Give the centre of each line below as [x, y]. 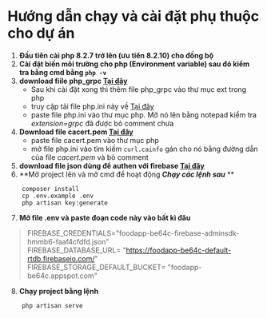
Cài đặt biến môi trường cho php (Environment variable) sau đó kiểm [134, 64]
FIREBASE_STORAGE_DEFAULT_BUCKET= [96, 267]
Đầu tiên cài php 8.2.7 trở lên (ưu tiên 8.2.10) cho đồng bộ [116, 55]
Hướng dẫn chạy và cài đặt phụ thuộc [133, 16]
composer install [51, 189]
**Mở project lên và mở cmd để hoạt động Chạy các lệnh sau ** [127, 174]
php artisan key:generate [65, 203]
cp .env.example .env [58, 196]
